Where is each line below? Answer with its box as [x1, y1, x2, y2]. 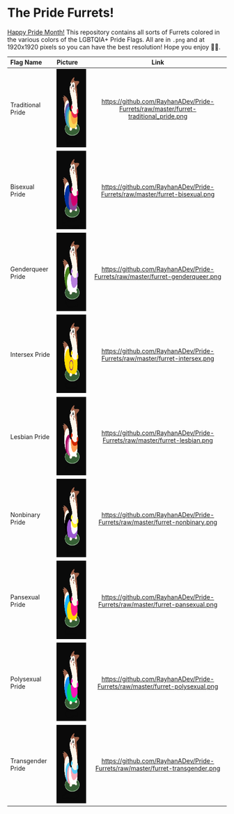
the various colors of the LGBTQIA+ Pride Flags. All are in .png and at [7, 35, 205, 43]
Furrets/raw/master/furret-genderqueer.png [94, 272, 221, 280]
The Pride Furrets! [7, 5, 114, 21]
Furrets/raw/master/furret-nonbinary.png [98, 518, 218, 527]
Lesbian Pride [10, 432, 50, 440]
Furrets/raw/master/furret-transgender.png [95, 765, 221, 773]
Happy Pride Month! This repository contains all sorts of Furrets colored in [7, 28, 220, 36]
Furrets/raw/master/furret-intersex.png [101, 354, 214, 362]
